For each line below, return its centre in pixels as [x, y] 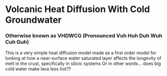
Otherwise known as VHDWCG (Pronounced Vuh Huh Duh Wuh [84, 36]
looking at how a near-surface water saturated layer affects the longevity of [83, 58]
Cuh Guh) [17, 42]
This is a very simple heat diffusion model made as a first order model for [81, 53]
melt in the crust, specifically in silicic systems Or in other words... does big [83, 63]
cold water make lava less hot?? [38, 69]
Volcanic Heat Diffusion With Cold [78, 9]
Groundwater [33, 20]
